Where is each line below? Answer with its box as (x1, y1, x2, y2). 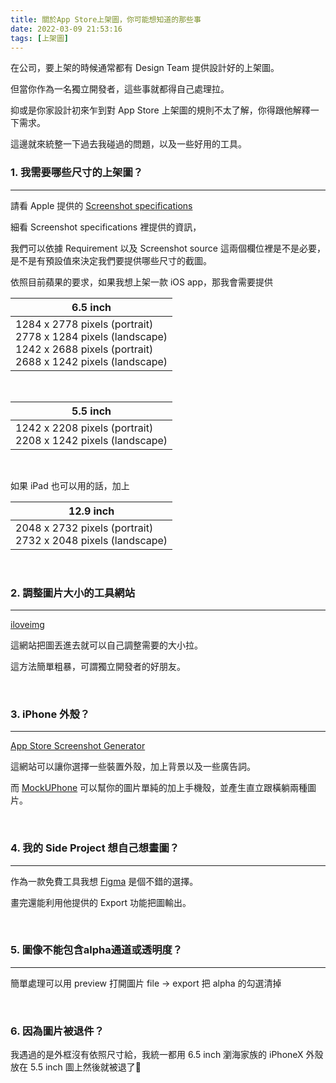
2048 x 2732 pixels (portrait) (15, 521, 154, 535)
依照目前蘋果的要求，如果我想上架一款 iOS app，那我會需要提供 (10, 276, 273, 288)
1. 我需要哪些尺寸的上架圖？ (10, 166, 144, 180)
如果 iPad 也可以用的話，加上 (10, 479, 130, 491)
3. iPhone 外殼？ (10, 707, 91, 721)
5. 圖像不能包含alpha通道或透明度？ (10, 943, 183, 957)
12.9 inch (68, 504, 115, 518)
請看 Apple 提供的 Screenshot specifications (10, 199, 193, 211)
